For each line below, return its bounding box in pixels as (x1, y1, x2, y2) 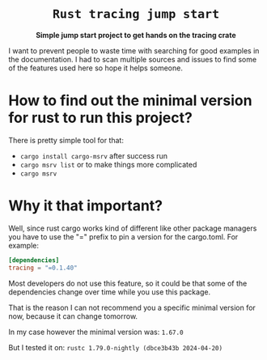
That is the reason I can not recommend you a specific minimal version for (8, 303, 256, 312)
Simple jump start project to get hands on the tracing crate (36, 30, 236, 40)
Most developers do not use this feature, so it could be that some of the (8, 278, 248, 288)
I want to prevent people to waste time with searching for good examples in (8, 45, 260, 55)
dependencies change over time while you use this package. (8, 286, 211, 297)
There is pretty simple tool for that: (8, 135, 124, 145)
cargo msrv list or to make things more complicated (19, 159, 197, 169)
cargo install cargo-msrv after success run (19, 150, 168, 160)
